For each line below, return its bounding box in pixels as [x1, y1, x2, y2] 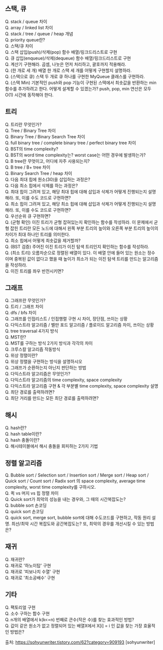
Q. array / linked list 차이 [5, 24, 53, 30]
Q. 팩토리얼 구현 [5, 604, 36, 610]
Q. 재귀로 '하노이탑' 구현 [5, 563, 51, 568]
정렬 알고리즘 [5, 459, 42, 467]
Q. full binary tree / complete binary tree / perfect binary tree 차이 [5, 140, 136, 146]
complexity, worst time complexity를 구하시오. [5, 484, 96, 490]
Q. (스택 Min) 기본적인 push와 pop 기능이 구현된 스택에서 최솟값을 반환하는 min [5, 80, 157, 86]
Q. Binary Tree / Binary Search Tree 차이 [5, 133, 85, 139]
